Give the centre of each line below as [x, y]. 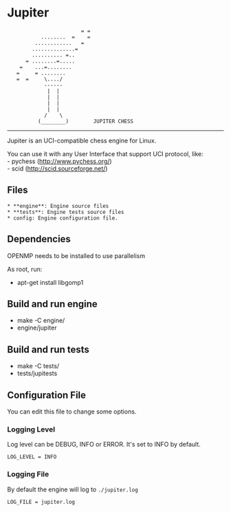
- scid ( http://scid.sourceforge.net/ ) [57, 168]
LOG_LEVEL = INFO [32, 457]
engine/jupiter [37, 328]
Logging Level [31, 429]
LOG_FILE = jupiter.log [41, 502]
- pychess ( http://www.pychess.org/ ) [59, 161]
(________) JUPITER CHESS [86, 121]
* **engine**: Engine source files [58, 206]
